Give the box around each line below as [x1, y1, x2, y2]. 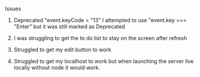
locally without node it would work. [13, 64, 100, 71]
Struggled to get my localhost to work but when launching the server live [13, 58, 194, 64]
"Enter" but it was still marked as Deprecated [13, 23, 126, 30]
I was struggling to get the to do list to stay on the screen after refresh [13, 35, 187, 41]
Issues [5, 5, 22, 12]
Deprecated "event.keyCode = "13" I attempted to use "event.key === [13, 17, 187, 23]
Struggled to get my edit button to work [13, 46, 112, 53]
